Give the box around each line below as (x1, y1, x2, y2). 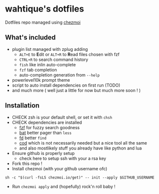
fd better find (19, 134, 47, 141)
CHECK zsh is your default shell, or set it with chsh (12, 114, 113, 120)
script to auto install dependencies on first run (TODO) (12, 82, 121, 88)
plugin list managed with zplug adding (12, 46, 88, 52)
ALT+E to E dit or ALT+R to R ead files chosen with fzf (19, 51, 120, 57)
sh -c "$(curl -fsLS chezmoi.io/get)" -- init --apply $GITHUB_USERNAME (5, 175, 155, 180)
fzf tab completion (19, 67, 57, 73)
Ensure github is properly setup (12, 150, 75, 156)
